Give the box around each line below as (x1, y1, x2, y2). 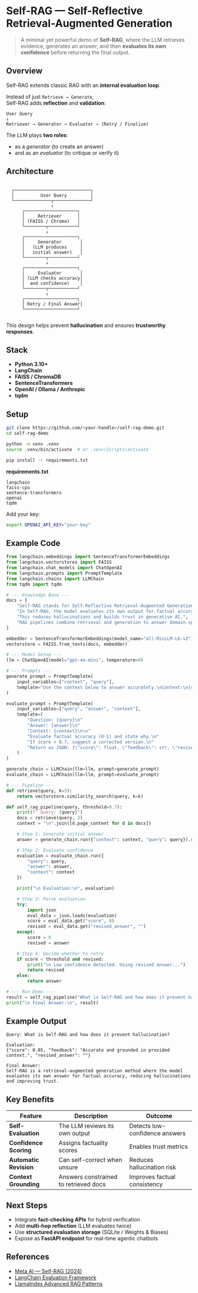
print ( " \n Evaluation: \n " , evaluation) (16, 885, 115, 891)
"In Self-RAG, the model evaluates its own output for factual (16, 609, 176, 615)
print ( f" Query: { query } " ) (16, 810, 83, 816)
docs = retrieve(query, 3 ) (16, 815, 83, 821)
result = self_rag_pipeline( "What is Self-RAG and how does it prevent (6, 994, 186, 1000)
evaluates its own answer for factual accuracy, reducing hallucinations (6, 1073, 192, 1079)
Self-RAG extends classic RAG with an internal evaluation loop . (6, 82, 161, 89)
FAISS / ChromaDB (14, 373, 61, 381)
